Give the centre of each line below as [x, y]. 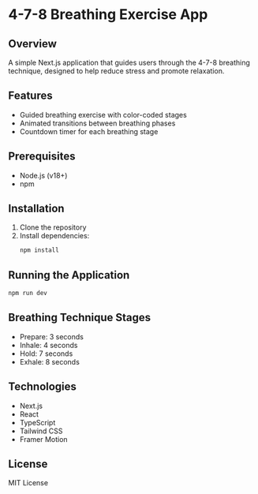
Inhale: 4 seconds [49, 345]
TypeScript [37, 422]
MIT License [28, 483]
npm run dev [28, 294]
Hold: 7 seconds [46, 354]
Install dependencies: [54, 236]
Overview [33, 44]
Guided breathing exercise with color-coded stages [103, 114]
